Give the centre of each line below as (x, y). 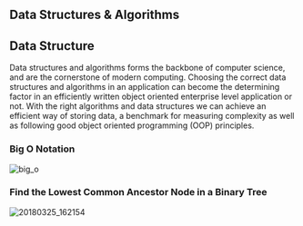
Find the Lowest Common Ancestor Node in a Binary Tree (138, 192)
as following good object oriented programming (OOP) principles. (132, 125)
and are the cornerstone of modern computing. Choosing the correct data (148, 77)
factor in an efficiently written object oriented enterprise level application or (151, 97)
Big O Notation (42, 149)
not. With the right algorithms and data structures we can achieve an (138, 106)
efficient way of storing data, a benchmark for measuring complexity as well (152, 116)
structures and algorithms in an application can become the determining (145, 87)
